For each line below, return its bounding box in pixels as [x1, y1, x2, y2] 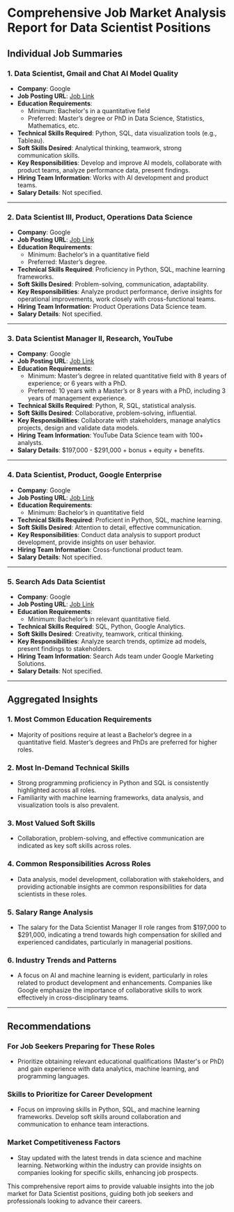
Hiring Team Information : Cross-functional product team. [17, 545, 183, 553]
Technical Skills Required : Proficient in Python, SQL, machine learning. [17, 516, 223, 524]
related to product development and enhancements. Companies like [17, 979, 212, 987]
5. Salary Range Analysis [7, 907, 93, 917]
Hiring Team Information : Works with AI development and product [17, 173, 209, 182]
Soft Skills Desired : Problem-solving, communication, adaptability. [17, 280, 209, 289]
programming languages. [17, 1072, 90, 1080]
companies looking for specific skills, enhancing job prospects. [17, 1168, 198, 1176]
